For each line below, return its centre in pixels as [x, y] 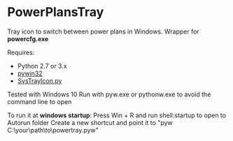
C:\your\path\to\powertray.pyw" [53, 130]
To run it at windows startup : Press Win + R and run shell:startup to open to [116, 115]
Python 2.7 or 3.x [42, 66]
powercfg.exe [28, 38]
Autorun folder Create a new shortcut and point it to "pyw [90, 122]
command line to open [40, 101]
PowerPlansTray [56, 12]
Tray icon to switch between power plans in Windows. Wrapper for [103, 31]
